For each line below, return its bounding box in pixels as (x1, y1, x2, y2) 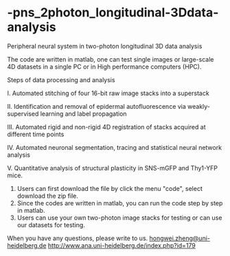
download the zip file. (16, 192, 79, 200)
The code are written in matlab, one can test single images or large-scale (7, 55, 214, 63)
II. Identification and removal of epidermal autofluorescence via (7, 102, 187, 110)
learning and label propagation (40, 110, 127, 118)
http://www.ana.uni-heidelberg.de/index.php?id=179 (47, 241, 196, 249)
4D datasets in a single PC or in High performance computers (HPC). (7, 62, 202, 71)
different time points (7, 130, 65, 138)
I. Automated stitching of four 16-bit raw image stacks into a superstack (7, 89, 209, 97)
